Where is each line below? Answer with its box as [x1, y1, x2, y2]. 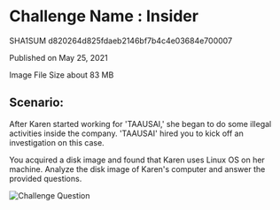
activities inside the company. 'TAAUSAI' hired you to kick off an [9, 128, 244, 139]
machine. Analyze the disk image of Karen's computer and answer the [9, 163, 266, 174]
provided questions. [9, 173, 82, 184]
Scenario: [9, 95, 65, 110]
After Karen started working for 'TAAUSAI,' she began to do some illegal [9, 118, 272, 129]
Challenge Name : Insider [9, 6, 199, 26]
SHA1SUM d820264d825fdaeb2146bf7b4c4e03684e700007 [9, 35, 233, 46]
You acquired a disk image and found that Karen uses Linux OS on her [9, 154, 266, 165]
